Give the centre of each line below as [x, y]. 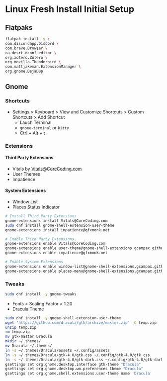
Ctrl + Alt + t [32, 133]
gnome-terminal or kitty [44, 127]
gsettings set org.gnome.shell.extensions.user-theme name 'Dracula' [79, 374]
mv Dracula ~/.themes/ [29, 346]
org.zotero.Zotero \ [27, 57]
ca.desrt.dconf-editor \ [31, 53]
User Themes [26, 174]
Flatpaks [19, 28]
